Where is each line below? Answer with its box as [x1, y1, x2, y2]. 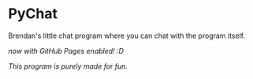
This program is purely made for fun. [8, 61, 128, 71]
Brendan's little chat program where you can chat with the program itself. [8, 31, 246, 40]
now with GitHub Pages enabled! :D [8, 46, 125, 55]
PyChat [8, 5, 58, 23]
